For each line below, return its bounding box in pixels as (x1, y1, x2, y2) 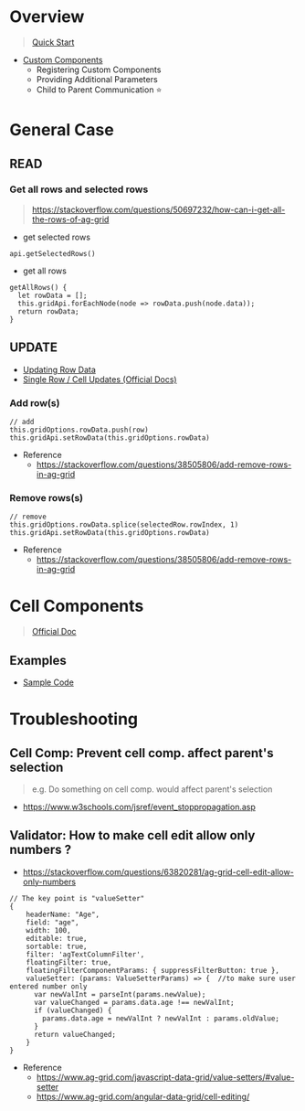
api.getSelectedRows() (9, 249, 96, 258)
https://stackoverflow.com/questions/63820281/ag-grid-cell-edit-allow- (22, 866, 294, 877)
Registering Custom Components (36, 64, 162, 75)
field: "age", (26, 917, 79, 927)
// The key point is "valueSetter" (9, 893, 145, 903)
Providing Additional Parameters (36, 73, 158, 84)
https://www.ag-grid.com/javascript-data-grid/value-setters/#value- (36, 1072, 295, 1083)
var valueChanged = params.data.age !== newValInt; (33, 998, 235, 1007)
